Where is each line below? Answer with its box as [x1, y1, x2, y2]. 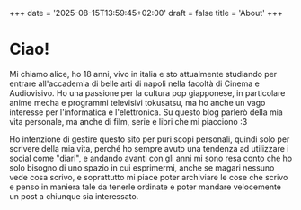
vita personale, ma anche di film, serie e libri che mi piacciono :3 [9, 116, 248, 127]
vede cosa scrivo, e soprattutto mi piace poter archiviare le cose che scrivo [9, 171, 288, 182]
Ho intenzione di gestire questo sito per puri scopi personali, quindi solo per [9, 134, 290, 144]
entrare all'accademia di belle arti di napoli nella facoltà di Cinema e [9, 78, 261, 89]
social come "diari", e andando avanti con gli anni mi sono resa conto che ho [9, 153, 293, 163]
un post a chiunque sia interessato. [9, 190, 139, 201]
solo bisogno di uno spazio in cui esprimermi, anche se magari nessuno [9, 162, 275, 173]
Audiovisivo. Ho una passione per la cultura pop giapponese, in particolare [9, 87, 286, 98]
